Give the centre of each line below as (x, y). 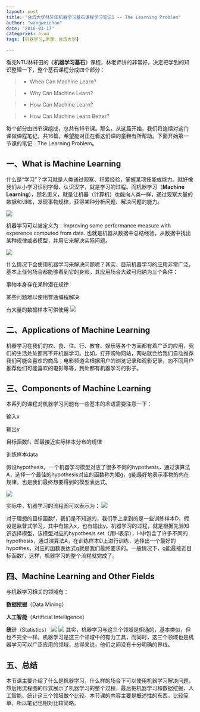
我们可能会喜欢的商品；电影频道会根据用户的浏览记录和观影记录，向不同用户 (100, 360)
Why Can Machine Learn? (61, 93)
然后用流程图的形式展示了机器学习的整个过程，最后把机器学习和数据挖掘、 (97, 688)
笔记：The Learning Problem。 (60, 143)
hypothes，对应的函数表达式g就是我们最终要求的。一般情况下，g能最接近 (96, 548)
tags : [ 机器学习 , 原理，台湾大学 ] (43, 39)
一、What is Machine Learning (64, 164)
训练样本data (22, 455)
